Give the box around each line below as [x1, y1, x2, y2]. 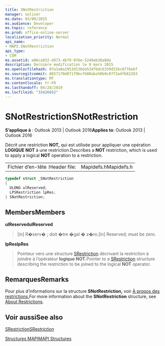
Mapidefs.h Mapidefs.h [81, 164, 133, 171]
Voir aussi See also [5, 313, 63, 321]
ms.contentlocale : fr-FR [5, 80, 56, 85]
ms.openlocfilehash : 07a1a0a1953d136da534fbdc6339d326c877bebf [5, 67, 138, 72]
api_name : [5, 39, 26, 44]
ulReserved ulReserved [5, 221, 53, 227]
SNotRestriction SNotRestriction [5, 111, 138, 122]
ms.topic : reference [5, 26, 48, 31]
